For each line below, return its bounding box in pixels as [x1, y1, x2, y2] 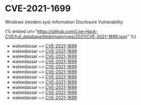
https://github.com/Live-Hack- [37, 28, 98, 34]
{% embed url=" [5, 28, 38, 34]
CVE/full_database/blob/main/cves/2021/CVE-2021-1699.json [5, 34, 127, 39]
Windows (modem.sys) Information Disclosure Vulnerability [5, 19, 123, 25]
